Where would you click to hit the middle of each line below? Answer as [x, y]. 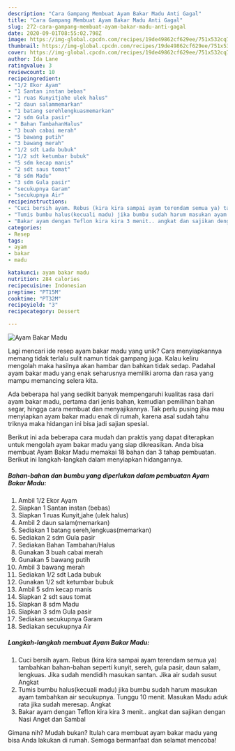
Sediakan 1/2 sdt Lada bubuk [60, 574]
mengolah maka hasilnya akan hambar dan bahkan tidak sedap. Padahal [112, 366]
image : [17, 40]
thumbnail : [24, 46]
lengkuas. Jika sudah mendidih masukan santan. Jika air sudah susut [117, 674]
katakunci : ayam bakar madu [49, 273]
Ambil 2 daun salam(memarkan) [64, 522]
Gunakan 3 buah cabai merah [60, 552]
